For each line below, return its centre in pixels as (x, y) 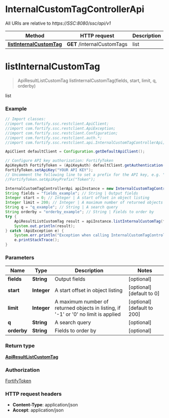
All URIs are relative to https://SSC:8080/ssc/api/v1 (58, 23)
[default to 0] (144, 294)
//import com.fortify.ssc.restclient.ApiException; (60, 128)
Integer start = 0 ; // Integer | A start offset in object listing (77, 198)
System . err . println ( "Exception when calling (62, 235)
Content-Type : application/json (45, 405)
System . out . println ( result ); (45, 226)
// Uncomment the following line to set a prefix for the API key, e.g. (83, 175)
